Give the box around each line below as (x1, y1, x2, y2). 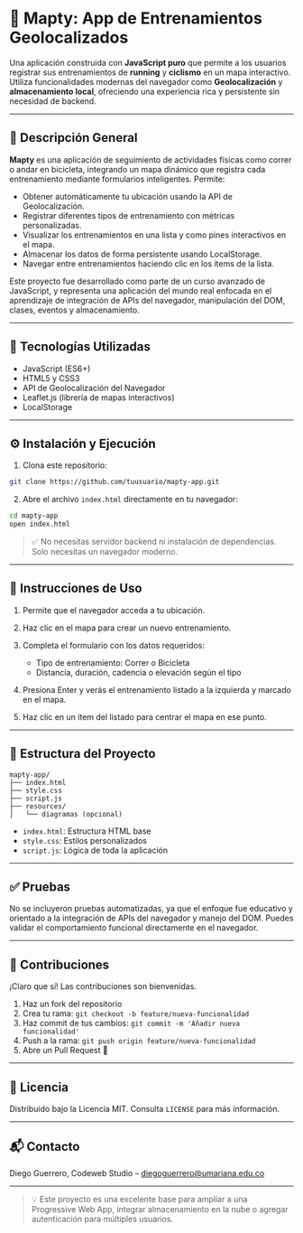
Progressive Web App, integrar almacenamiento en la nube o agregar (31, 1203, 289, 1214)
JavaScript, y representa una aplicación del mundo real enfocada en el (9, 285, 272, 296)
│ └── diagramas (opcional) (9, 809, 124, 818)
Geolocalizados (9, 27, 129, 48)
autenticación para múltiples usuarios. (31, 1213, 174, 1224)
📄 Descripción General (9, 130, 138, 145)
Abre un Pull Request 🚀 (22, 1045, 108, 1056)
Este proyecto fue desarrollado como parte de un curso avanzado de (9, 276, 266, 286)
